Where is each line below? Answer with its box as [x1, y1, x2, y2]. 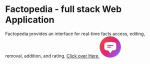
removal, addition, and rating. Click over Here [5, 52, 98, 58]
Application [5, 14, 54, 25]
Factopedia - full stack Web [5, 3, 122, 15]
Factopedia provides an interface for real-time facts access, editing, [5, 30, 145, 36]
